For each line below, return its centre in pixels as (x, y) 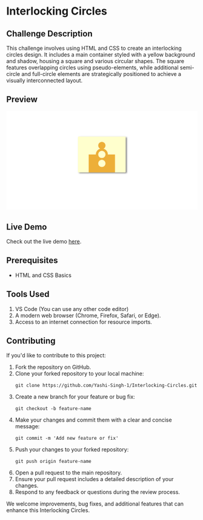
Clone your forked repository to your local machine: (79, 374)
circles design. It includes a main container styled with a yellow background (101, 55)
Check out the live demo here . (44, 241)
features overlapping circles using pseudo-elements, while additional (92, 67)
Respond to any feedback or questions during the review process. (98, 492)
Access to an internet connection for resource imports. (84, 322)
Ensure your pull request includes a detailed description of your (94, 479)
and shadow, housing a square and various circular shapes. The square (95, 61)
